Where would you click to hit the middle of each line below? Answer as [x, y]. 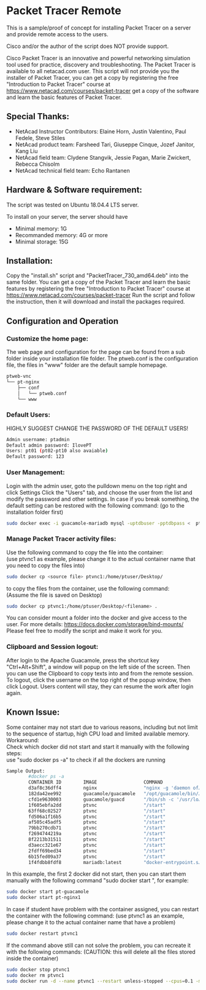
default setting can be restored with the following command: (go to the [96, 505]
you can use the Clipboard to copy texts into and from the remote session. [100, 673]
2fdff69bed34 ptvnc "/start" [97, 851]
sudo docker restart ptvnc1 [42, 934]
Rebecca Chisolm [37, 164]
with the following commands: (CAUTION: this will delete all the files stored [101, 952]
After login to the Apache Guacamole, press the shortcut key [83, 660]
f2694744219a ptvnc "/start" [97, 834]
